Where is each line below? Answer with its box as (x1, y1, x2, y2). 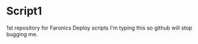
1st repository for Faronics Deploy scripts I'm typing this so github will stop (6, 24, 193, 31)
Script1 (6, 4, 42, 18)
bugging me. (6, 30, 38, 37)
